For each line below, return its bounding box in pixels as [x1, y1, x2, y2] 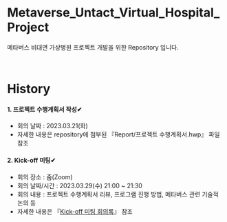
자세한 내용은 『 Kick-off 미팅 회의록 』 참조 [17, 207, 133, 215]
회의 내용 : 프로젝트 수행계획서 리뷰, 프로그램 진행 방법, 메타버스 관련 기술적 [17, 190, 219, 198]
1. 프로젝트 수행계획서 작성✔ [7, 105, 83, 113]
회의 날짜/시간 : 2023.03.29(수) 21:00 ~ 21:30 [17, 181, 143, 190]
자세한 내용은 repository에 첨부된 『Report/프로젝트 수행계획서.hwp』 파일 [17, 130, 220, 139]
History [7, 81, 51, 97]
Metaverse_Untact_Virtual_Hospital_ [7, 5, 220, 21]
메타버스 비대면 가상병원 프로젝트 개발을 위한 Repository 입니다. [7, 43, 179, 51]
